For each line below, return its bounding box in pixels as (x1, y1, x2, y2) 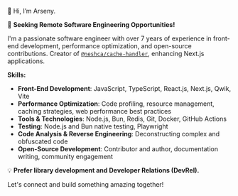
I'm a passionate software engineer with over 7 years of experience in (7, 34, 212, 43)
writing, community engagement (17, 153, 114, 160)
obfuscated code (17, 137, 68, 146)
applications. (7, 57, 45, 65)
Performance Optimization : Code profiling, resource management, (17, 99, 215, 108)
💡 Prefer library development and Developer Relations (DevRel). (7, 166, 200, 174)
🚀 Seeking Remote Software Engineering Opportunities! (7, 21, 175, 28)
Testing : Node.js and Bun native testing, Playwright (17, 122, 168, 131)
